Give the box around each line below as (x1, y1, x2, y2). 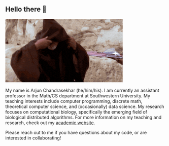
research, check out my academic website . (5, 120, 95, 126)
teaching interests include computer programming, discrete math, (5, 98, 143, 104)
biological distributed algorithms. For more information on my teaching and (5, 114, 162, 120)
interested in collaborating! (5, 135, 61, 141)
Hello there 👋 (5, 5, 47, 14)
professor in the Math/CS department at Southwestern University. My (5, 92, 151, 99)
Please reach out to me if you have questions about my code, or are (5, 129, 147, 135)
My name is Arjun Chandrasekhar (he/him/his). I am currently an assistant (5, 87, 160, 93)
